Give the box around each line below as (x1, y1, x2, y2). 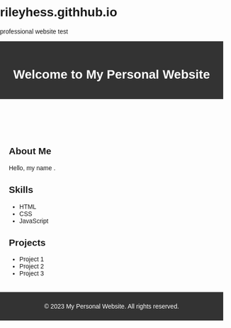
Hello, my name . (9, 164, 56, 172)
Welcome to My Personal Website (13, 67, 210, 82)
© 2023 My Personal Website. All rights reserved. (43, 302, 180, 311)
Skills (9, 184, 33, 196)
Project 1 (18, 255, 45, 263)
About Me (9, 145, 52, 157)
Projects (9, 237, 46, 248)
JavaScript (18, 216, 49, 225)
